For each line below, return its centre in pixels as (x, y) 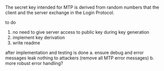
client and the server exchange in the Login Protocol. (60, 13)
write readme (26, 43)
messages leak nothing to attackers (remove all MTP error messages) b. (80, 58)
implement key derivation (39, 38)
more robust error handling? (34, 63)
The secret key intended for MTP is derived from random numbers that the (82, 7)
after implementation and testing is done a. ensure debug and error (74, 53)
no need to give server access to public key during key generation (81, 32)
